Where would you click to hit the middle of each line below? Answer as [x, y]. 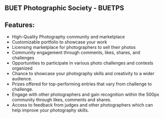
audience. [22, 79]
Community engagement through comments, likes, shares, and [76, 53]
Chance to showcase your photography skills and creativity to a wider [83, 74]
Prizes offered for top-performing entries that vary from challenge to [82, 84]
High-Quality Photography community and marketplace [68, 37]
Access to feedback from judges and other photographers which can [82, 105]
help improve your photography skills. [50, 110]
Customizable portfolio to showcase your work [59, 42]
